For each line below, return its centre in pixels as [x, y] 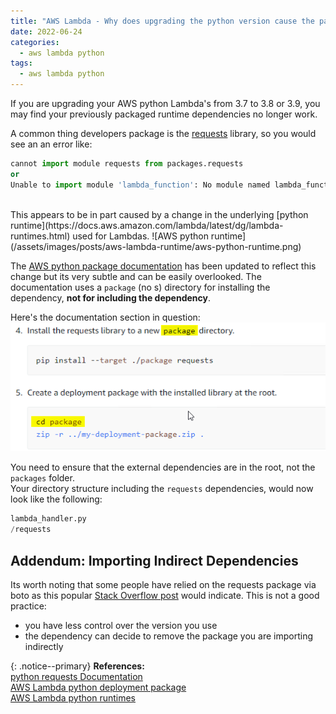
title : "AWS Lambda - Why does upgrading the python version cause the [162, 21]
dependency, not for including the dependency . [110, 297]
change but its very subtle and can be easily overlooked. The [136, 276]
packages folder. [42, 478]
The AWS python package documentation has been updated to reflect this [163, 266]
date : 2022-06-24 [46, 31]
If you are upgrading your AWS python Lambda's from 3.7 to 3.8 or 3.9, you [165, 103]
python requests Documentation [76, 676]
